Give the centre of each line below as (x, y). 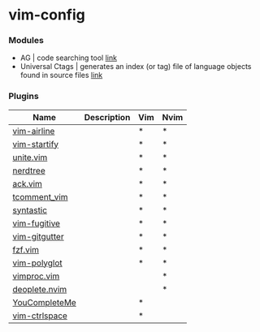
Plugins (24, 97)
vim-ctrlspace (40, 316)
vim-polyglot (37, 263)
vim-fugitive (37, 223)
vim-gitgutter (38, 236)
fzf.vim (26, 249)
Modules (26, 41)
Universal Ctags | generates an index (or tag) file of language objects (136, 67)
